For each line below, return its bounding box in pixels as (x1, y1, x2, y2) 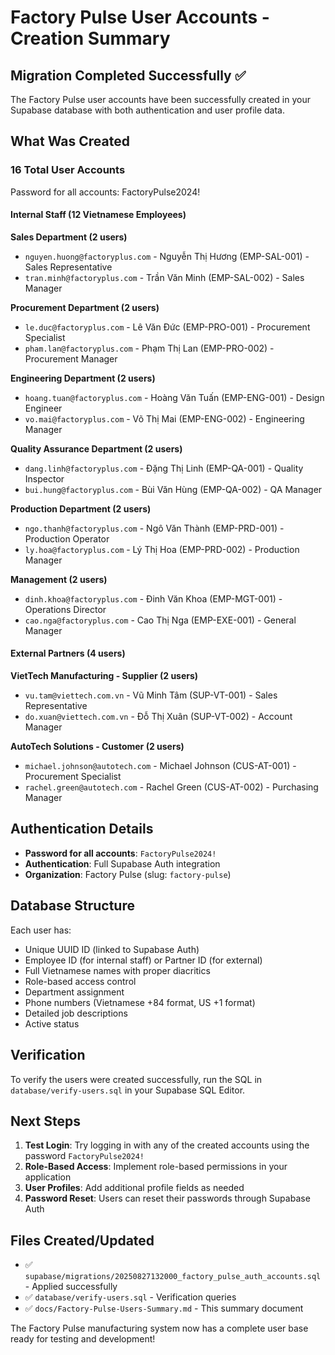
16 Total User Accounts (10, 163, 126, 177)
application (24, 1171, 72, 1183)
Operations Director (24, 603, 107, 615)
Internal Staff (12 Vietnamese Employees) (10, 209, 187, 221)
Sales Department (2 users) (10, 231, 128, 243)
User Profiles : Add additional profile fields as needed (24, 1182, 245, 1194)
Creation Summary (10, 27, 171, 50)
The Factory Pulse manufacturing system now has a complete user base (10, 1322, 309, 1335)
